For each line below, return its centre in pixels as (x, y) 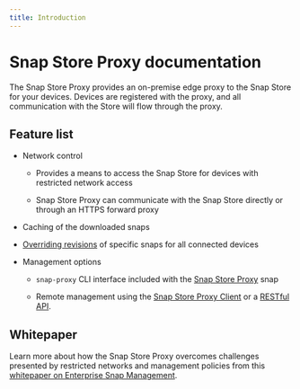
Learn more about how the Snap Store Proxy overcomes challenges (134, 357)
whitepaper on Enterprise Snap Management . (93, 376)
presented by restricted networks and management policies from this (137, 366)
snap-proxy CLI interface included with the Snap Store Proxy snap (157, 279)
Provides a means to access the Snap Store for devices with (147, 173)
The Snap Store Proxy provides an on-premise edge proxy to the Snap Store (150, 87)
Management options (62, 262)
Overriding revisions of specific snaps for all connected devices (140, 244)
